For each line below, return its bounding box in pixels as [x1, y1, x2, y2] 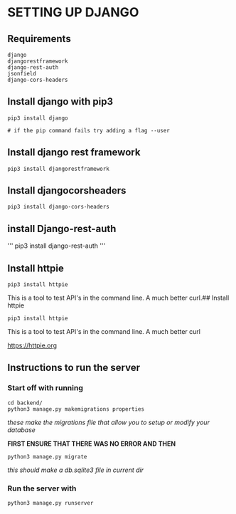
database [7, 425, 36, 434]
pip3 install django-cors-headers [7, 204, 110, 211]
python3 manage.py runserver [7, 500, 94, 507]
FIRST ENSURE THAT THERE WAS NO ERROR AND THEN [7, 439, 176, 448]
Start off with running [7, 383, 83, 393]
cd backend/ [7, 399, 43, 407]
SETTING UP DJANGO [7, 4, 139, 21]
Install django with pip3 [7, 95, 114, 107]
